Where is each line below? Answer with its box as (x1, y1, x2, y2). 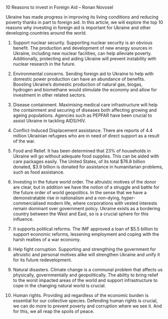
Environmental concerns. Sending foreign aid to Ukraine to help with (12, 71, 154, 77)
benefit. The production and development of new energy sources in (12, 45, 152, 51)
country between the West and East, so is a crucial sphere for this (12, 211, 149, 217)
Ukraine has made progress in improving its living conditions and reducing (5, 14, 159, 20)
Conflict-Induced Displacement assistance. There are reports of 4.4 (12, 127, 153, 133)
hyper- (121, 195, 135, 201)
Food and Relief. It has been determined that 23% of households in (12, 148, 151, 153)
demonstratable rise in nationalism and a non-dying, (12, 195, 120, 201)
